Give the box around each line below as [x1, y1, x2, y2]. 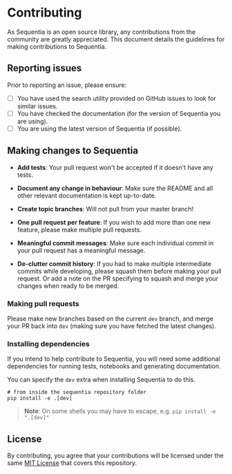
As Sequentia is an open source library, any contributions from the [7, 28, 196, 36]
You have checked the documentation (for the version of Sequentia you [17, 109, 221, 117]
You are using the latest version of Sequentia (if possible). [17, 124, 182, 133]
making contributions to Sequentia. [7, 42, 107, 50]
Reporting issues [7, 62, 82, 74]
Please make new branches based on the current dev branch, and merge [7, 314, 214, 323]
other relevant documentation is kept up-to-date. [17, 191, 157, 200]
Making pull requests [7, 298, 79, 308]
